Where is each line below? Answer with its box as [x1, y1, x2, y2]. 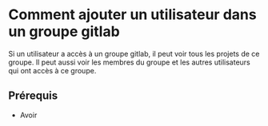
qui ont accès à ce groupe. [8, 65, 97, 75]
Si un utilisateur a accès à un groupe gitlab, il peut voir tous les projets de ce [8, 49, 260, 58]
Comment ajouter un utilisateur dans [8, 6, 258, 24]
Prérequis [8, 89, 58, 103]
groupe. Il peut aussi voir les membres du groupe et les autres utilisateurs [8, 57, 250, 67]
